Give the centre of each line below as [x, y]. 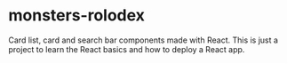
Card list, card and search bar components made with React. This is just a [143, 40]
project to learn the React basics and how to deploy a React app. [127, 49]
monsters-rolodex [77, 16]
